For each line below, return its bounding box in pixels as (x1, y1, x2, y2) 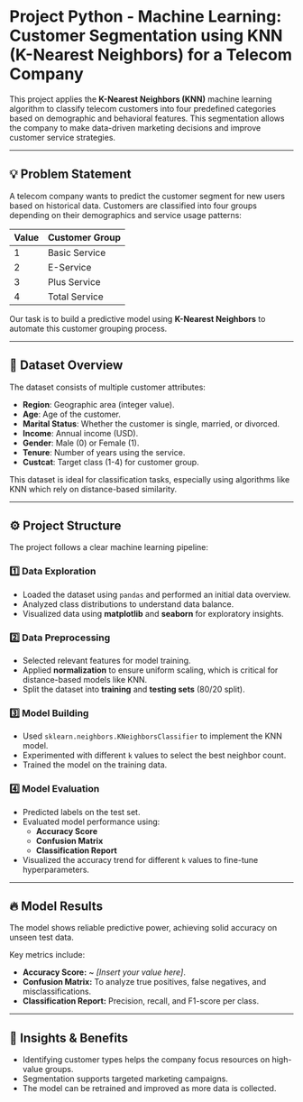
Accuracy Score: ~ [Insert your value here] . (22, 967, 187, 978)
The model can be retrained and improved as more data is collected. (22, 1083, 277, 1094)
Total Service (48, 290, 104, 303)
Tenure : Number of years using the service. (22, 446, 186, 457)
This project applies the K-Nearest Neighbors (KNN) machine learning (9, 93, 272, 105)
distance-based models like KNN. (22, 674, 148, 684)
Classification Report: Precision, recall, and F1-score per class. (22, 996, 260, 1006)
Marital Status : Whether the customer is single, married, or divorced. (22, 418, 280, 429)
